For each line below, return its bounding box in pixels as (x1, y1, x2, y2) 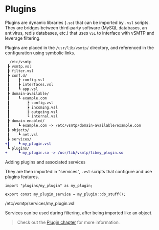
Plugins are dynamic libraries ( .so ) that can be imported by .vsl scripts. (5, 20, 150, 25)
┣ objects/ (7, 128, 29, 133)
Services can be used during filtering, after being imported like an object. (5, 210, 153, 216)
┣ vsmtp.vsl (7, 64, 32, 69)
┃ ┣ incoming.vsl (7, 105, 58, 110)
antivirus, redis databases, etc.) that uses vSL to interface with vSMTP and (5, 30, 155, 36)
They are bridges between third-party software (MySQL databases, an (5, 24, 147, 30)
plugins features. (5, 174, 39, 180)
